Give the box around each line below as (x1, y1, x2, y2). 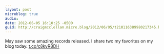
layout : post (5, 7, 32, 12)
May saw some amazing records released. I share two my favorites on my (5, 38, 153, 44)
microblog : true (5, 12, 38, 16)
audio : (5, 16, 19, 21)
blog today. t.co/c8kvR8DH (5, 43, 60, 49)
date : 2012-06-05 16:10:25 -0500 (5, 20, 73, 26)
